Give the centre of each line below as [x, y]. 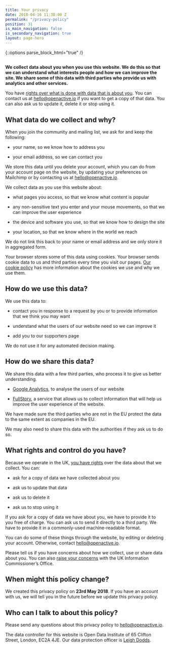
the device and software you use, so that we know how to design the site [89, 222]
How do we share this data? [50, 361]
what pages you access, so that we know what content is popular [81, 197]
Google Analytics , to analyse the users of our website [68, 389]
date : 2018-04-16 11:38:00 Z [36, 15]
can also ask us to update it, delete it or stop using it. [60, 104]
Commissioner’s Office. [30, 563]
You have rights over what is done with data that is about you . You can [79, 93]
